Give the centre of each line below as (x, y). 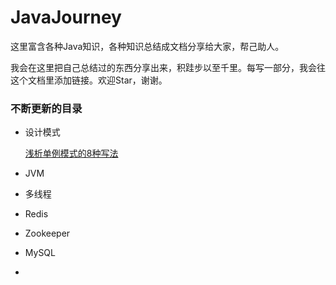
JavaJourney (66, 17)
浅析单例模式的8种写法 (71, 153)
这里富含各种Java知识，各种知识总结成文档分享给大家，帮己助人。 (147, 46)
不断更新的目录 (46, 108)
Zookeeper (47, 233)
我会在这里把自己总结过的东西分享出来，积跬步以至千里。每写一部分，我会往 (168, 67)
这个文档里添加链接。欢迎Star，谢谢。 (89, 80)
